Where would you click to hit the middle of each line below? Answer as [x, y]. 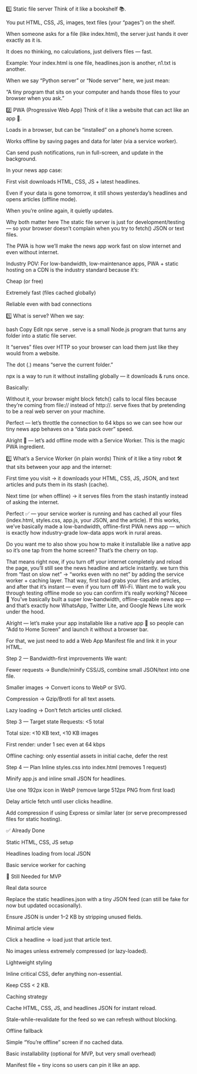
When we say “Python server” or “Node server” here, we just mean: [88, 81]
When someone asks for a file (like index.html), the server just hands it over [97, 34]
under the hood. [26, 612]
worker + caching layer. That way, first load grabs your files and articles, [94, 581]
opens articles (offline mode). [42, 199]
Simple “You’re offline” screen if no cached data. [65, 1042]
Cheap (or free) [25, 281]
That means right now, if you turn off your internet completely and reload [94, 562]
